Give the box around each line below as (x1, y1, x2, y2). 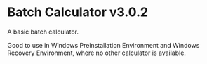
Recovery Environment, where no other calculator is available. (7, 49, 186, 57)
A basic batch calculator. (7, 27, 79, 36)
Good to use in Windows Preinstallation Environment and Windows (7, 41, 200, 49)
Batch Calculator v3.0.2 (7, 4, 149, 20)
